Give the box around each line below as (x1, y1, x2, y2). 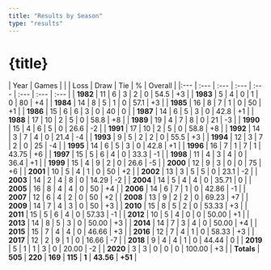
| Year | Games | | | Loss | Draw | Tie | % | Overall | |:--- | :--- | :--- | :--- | (8, 81, 252, 91)
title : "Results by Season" (8, 11, 104, 20)
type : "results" (8, 19, 63, 27)
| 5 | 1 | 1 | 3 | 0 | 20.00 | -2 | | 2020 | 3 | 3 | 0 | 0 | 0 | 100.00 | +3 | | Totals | (8, 244, 260, 254)
